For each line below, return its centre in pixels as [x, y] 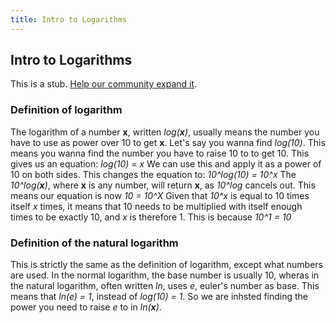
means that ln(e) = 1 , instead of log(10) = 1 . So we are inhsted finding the [159, 297]
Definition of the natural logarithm [94, 243]
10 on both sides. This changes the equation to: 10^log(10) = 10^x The [153, 174]
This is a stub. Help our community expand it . [104, 84]
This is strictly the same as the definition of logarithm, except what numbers [167, 265]
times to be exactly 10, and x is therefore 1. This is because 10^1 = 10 [151, 217]
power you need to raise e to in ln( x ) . [86, 307]
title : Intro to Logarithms [69, 19]
